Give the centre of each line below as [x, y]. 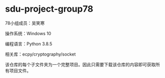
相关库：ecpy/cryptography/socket [41, 54]
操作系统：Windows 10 [28, 33]
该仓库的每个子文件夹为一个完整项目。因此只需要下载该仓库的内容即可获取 [80, 64]
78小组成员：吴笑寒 [25, 23]
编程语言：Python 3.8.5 [29, 44]
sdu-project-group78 [49, 9]
